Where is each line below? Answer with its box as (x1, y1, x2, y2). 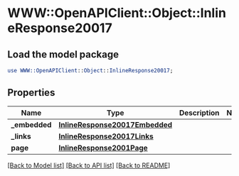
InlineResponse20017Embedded (58, 119, 173, 129)
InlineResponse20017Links (58, 131, 154, 141)
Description (179, 108, 220, 118)
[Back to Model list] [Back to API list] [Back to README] (7, 161, 171, 170)
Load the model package (7, 48, 119, 60)
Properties (7, 87, 55, 99)
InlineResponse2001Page (58, 143, 148, 153)
